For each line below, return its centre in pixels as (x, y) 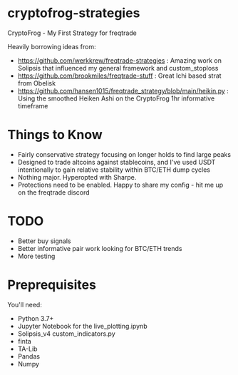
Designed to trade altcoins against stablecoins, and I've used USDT (117, 162)
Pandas (29, 356)
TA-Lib (27, 349)
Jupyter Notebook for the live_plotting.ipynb (82, 326)
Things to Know (55, 135)
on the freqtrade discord (54, 192)
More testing (36, 256)
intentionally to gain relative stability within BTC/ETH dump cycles (114, 170)
